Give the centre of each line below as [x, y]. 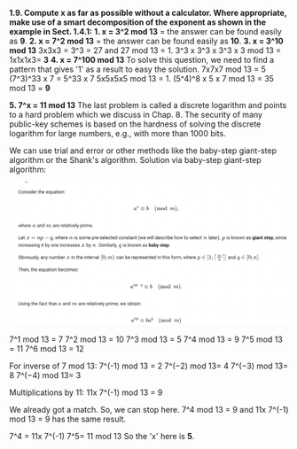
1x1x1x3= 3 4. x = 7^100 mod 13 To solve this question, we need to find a [142, 60]
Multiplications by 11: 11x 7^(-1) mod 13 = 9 [86, 392]
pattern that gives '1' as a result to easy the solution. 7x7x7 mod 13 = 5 [137, 69]
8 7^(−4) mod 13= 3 [45, 375]
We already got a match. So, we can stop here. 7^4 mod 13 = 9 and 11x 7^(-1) [149, 410]
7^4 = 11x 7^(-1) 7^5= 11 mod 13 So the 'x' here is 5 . [102, 437]
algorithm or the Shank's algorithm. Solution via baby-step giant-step [135, 160]
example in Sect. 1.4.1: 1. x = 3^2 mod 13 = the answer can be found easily [145, 31]
